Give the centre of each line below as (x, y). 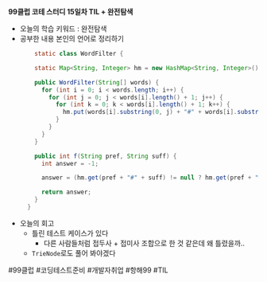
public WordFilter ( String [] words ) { (97, 82)
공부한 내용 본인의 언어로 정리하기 (72, 39)
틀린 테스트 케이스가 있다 (70, 233)
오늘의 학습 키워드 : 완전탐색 (63, 29)
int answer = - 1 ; (70, 163)
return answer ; (66, 192)
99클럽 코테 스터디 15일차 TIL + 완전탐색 (71, 12)
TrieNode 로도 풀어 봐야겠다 (74, 253)
